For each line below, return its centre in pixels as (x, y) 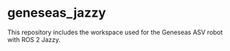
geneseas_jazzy (57, 13)
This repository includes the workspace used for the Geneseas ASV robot (115, 32)
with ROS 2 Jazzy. (34, 39)
